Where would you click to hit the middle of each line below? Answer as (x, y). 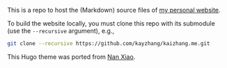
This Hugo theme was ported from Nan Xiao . (71, 57)
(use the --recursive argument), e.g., (61, 31)
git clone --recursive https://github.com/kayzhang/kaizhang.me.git (109, 44)
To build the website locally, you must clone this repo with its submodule (111, 23)
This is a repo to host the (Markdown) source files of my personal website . (114, 10)
